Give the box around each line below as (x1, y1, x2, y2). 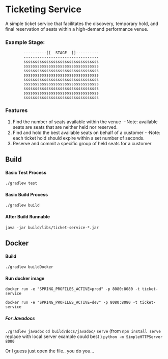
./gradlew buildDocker (5, 264, 53, 270)
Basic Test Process (5, 169, 47, 175)
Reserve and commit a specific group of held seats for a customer (12, 140, 152, 146)
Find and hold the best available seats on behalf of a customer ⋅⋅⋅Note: (12, 129, 160, 136)
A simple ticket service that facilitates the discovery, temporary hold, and (5, 20, 159, 27)
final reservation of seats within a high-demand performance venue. (5, 26, 149, 32)
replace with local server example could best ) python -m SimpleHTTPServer (5, 333, 163, 340)
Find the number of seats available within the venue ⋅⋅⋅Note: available (12, 119, 158, 125)
